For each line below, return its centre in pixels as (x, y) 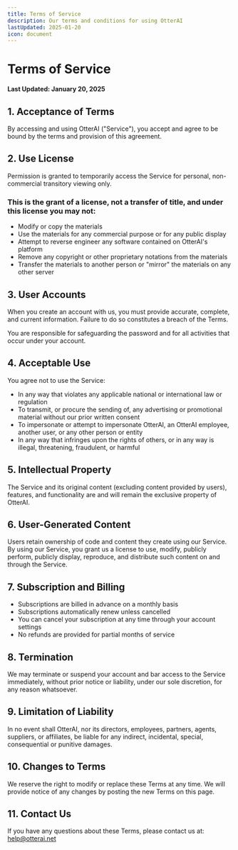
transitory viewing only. (77, 184)
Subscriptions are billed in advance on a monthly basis (98, 604)
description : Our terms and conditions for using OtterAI (95, 21)
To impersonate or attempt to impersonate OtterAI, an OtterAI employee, (123, 424)
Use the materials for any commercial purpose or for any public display (122, 234)
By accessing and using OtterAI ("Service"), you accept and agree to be (113, 129)
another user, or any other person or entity (80, 432)
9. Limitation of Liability (61, 712)
